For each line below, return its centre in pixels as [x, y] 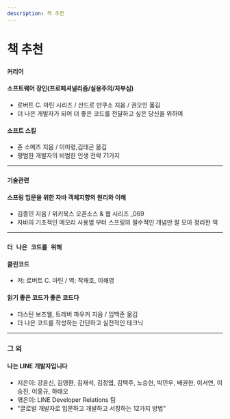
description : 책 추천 [36, 13]
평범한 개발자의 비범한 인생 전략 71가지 [68, 155]
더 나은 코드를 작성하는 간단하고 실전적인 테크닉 [80, 322]
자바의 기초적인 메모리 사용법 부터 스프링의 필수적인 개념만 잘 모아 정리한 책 [117, 223]
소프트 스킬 [22, 130]
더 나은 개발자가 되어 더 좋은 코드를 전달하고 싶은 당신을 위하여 [100, 113]
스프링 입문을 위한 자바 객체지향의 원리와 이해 [67, 197]
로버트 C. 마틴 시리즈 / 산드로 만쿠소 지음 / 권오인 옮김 [89, 105]
